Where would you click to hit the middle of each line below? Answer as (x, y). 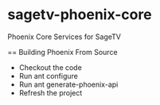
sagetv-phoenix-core (80, 15)
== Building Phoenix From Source (62, 52)
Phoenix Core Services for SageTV (64, 37)
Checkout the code (51, 67)
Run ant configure (49, 76)
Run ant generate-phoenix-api (68, 84)
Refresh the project (51, 92)
